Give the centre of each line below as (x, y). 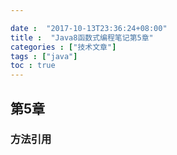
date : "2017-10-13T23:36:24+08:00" (89, 28)
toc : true (33, 66)
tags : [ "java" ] (44, 56)
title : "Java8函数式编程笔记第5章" (82, 37)
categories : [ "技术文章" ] (63, 47)
